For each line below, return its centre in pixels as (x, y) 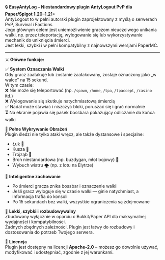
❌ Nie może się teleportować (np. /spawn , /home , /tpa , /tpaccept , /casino (79, 90)
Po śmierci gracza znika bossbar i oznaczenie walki (64, 186)
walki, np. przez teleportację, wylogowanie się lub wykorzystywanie (74, 35)
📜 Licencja (16, 242)
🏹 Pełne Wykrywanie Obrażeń (36, 129)
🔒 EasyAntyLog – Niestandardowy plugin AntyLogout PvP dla (69, 7)
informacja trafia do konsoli (40, 196)
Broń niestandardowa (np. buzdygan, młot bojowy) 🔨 (65, 160)
